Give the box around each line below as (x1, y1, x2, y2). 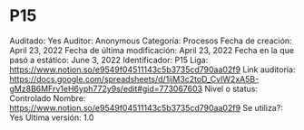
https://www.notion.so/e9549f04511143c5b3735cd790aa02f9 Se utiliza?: (9, 102, 283, 113)
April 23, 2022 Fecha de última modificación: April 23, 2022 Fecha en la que (9, 44, 295, 55)
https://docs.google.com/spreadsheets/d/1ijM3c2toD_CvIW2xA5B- (9, 73, 260, 84)
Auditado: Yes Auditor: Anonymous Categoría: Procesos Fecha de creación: (9, 35, 292, 46)
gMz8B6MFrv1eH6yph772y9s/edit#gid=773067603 (9, 83, 202, 94)
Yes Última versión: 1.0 (9, 112, 94, 123)
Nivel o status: (203, 83, 259, 94)
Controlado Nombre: (9, 92, 86, 104)
